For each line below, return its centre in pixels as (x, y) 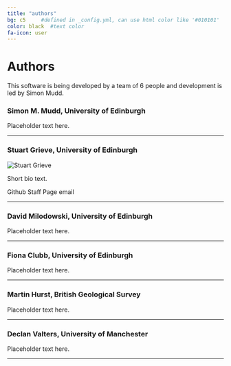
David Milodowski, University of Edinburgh (80, 216)
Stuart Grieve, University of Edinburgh (72, 150)
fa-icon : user (27, 33)
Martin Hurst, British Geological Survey (74, 294)
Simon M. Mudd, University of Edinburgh (76, 111)
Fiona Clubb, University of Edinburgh (70, 255)
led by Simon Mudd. (35, 93)
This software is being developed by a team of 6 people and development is (114, 86)
